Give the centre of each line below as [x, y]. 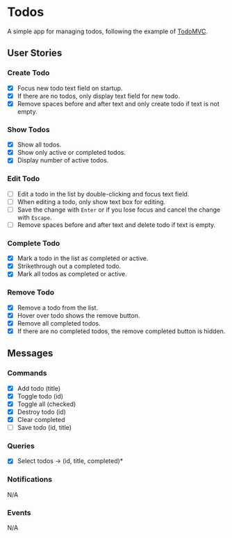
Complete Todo [34, 243]
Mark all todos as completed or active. [72, 274]
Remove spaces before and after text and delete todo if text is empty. [116, 225]
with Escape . [34, 217]
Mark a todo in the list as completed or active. [83, 258]
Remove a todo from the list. [58, 308]
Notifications [30, 480]
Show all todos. [39, 145]
